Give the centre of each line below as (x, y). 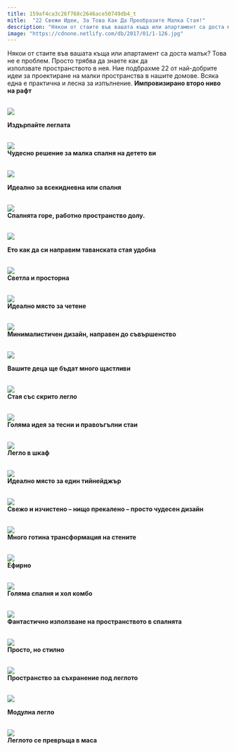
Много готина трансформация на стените (72, 537)
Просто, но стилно (36, 650)
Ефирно (19, 565)
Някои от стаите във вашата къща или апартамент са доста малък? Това (117, 53)
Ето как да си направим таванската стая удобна (82, 250)
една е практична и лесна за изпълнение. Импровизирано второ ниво (114, 83)
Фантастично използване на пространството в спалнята (95, 622)
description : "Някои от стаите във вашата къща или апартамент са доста (116, 27)
